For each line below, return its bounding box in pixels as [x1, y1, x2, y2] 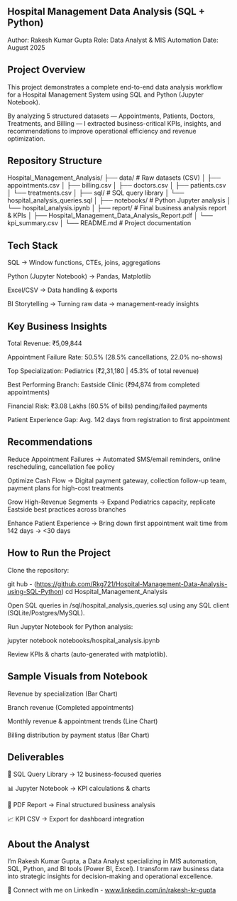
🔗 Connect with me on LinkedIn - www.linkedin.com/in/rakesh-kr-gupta [7, 886, 216, 895]
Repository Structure [7, 155, 103, 167]
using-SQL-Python [7, 587, 62, 595]
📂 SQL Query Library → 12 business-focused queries [7, 770, 162, 779]
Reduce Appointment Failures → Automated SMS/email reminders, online [7, 455, 221, 463]
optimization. [7, 134, 45, 143]
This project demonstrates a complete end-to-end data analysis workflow [7, 82, 223, 91]
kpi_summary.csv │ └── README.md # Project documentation [7, 219, 192, 227]
